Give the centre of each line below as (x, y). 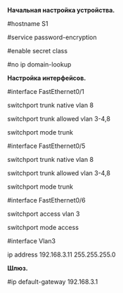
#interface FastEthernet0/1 (46, 91)
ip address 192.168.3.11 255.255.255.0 (61, 254)
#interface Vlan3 (32, 241)
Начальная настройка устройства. (61, 10)
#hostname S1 (28, 23)
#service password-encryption (52, 37)
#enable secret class (38, 51)
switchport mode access (43, 227)
